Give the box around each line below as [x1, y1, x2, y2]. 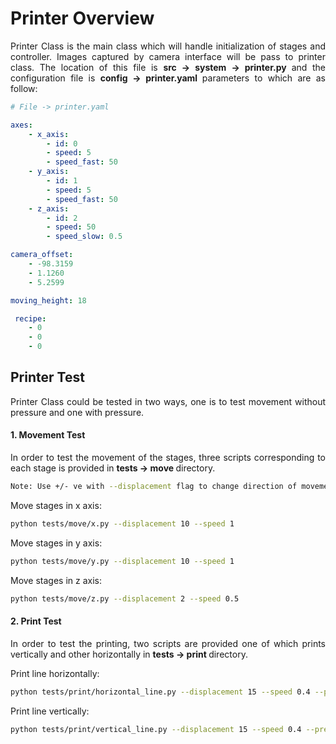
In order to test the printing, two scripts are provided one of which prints [10, 637, 326, 649]
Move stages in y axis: [10, 537, 103, 549]
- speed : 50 [46, 222, 97, 232]
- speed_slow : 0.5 [46, 232, 123, 242]
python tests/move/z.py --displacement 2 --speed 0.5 [10, 593, 240, 604]
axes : [10, 120, 33, 130]
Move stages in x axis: [10, 499, 102, 511]
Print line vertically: [10, 705, 90, 717]
